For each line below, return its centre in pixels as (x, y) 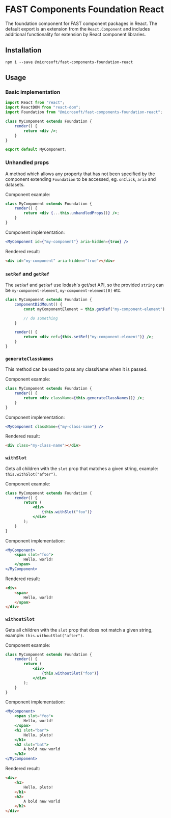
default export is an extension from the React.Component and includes (78, 29)
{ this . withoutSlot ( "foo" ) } (70, 673)
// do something (41, 318)
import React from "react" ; (35, 103)
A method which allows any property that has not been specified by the (80, 174)
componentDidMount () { (38, 304)
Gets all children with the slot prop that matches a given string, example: (82, 468)
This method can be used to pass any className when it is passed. (76, 369)
